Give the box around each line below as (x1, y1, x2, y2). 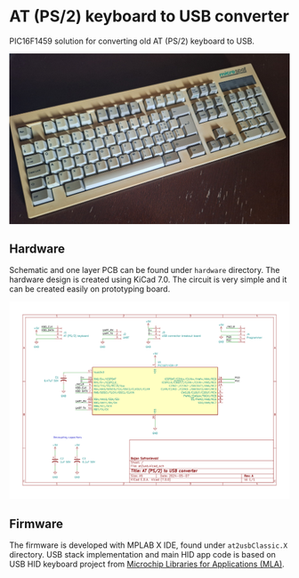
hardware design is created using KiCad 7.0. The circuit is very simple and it (9, 274, 287, 285)
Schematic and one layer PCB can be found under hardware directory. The (9, 265, 280, 276)
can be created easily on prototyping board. (9, 284, 171, 294)
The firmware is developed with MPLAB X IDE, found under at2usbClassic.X (9, 540, 287, 550)
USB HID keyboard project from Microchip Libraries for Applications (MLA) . (9, 558, 285, 570)
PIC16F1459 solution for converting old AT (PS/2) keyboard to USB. (9, 36, 255, 46)
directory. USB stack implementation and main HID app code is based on (9, 550, 276, 560)
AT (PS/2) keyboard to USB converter (9, 6, 289, 27)
